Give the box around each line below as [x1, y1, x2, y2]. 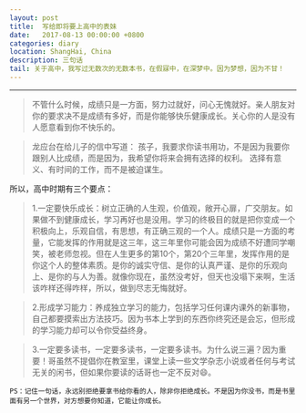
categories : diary [9, 38, 79, 48]
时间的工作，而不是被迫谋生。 [56, 163, 168, 174]
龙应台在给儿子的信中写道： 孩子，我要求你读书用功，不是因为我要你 [31, 140, 290, 151]
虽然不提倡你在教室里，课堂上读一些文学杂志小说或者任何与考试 [56, 355, 296, 366]
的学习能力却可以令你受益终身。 [31, 325, 152, 336]
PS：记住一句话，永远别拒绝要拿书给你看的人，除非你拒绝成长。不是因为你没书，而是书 [9, 387, 289, 396]
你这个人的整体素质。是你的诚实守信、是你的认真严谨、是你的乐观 [31, 259, 280, 270]
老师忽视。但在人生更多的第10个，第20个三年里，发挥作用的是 [56, 248, 290, 259]
